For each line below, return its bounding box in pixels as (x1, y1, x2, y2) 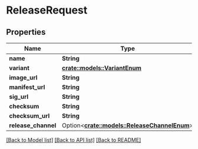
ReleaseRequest (6, 4, 88, 17)
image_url (9, 74, 38, 81)
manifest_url (9, 83, 45, 91)
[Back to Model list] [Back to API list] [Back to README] (6, 137, 141, 143)
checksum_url (9, 112, 50, 120)
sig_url (9, 92, 29, 101)
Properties (6, 27, 46, 37)
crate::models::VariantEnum (61, 64, 141, 72)
